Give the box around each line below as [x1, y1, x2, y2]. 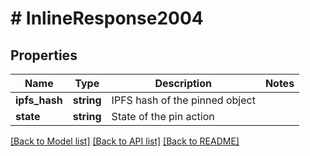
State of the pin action [111, 110, 215, 123]
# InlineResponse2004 [10, 7, 204, 30]
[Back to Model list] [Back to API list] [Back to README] [10, 135, 240, 147]
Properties [10, 47, 78, 64]
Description [154, 77, 212, 90]
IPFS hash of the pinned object [111, 93, 256, 107]
